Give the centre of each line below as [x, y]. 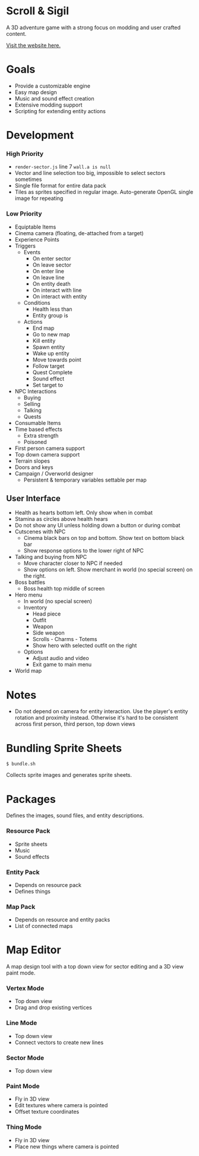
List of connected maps [44, 926]
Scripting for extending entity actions [60, 111]
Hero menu [29, 595]
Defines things [32, 891]
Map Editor [34, 950]
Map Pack [21, 907]
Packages [31, 799]
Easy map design [36, 92]
